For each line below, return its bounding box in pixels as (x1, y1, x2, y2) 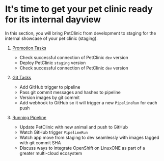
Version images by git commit (19, 95, 80, 100)
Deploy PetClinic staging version (19, 60, 86, 65)
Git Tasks (12, 74, 31, 80)
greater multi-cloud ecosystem (19, 150, 82, 156)
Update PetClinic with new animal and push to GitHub (19, 124, 128, 130)
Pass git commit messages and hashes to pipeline (19, 89, 121, 95)
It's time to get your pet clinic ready (5, 3, 153, 15)
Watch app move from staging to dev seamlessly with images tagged (19, 134, 160, 140)
